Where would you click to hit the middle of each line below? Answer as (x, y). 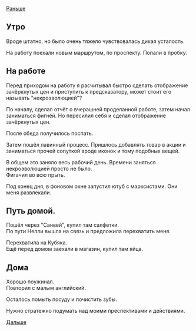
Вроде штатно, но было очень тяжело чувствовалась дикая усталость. (95, 41)
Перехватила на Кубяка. (37, 243)
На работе (26, 71)
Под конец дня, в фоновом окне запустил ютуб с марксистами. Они (92, 186)
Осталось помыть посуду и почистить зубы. (62, 299)
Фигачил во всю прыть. (36, 175)
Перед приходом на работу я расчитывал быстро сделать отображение (97, 85)
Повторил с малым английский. (46, 288)
